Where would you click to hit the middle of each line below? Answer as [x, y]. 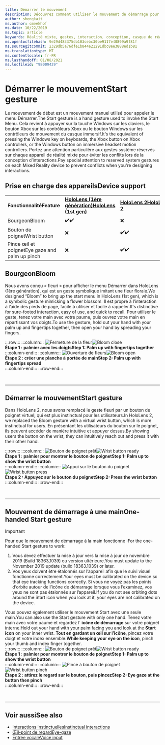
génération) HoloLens [90, 205]
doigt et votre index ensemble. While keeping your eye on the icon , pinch [79, 639]
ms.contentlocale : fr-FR [30, 55]
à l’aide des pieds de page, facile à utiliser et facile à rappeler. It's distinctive [82, 306]
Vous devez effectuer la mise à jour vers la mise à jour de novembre [81, 556]
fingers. [13, 332]
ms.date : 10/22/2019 [26, 28]
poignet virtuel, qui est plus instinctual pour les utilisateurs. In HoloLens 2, [79, 415]
